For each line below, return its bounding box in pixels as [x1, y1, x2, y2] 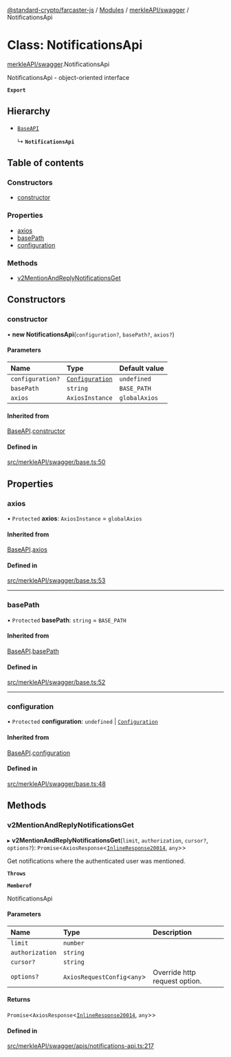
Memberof [7, 882, 32, 889]
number [63, 939, 85, 947]
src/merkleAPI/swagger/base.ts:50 [7, 458, 106, 466]
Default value [119, 363, 164, 373]
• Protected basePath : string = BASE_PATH [7, 616, 126, 624]
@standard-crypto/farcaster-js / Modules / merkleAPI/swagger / [7, 6, 189, 14]
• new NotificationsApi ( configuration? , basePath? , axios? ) [7, 330, 175, 339]
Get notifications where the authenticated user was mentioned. [7, 856, 186, 865]
